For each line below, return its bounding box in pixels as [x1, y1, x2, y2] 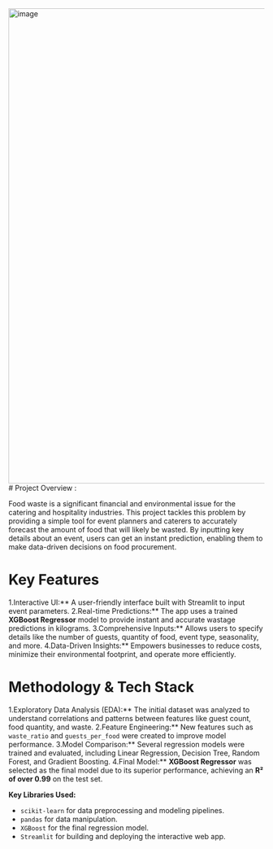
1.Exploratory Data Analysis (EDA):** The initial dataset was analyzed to [8, 704, 250, 715]
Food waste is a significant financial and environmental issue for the [8, 499, 236, 508]
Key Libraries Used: [8, 790, 76, 799]
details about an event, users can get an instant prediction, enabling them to [8, 533, 263, 543]
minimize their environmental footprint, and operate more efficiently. [8, 649, 237, 659]
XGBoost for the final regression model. [19, 822, 149, 833]
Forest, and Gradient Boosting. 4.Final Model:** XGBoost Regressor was [8, 756, 252, 766]
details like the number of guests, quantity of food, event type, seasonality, [8, 632, 259, 641]
